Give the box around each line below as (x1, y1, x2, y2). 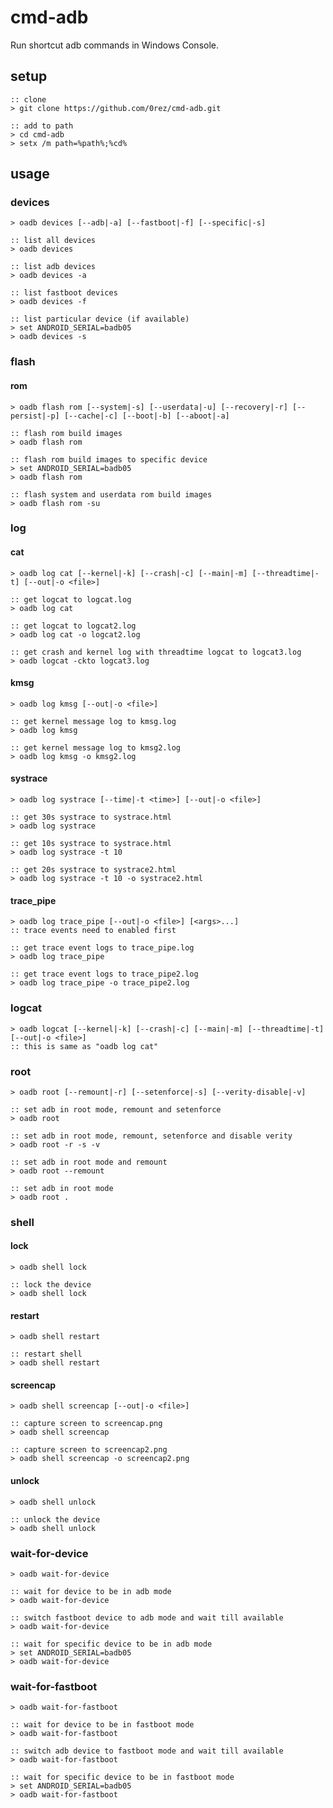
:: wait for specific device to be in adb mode (10, 1639, 213, 1649)
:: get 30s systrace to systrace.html (10, 812, 172, 823)
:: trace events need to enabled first (10, 926, 177, 936)
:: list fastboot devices (10, 288, 118, 298)
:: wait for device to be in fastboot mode (10, 1720, 195, 1730)
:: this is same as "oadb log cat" (10, 1041, 159, 1051)
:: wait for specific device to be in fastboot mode (10, 1772, 235, 1783)
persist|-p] (10, 411, 60, 421)
